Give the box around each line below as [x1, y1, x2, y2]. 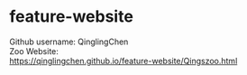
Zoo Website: [9, 45, 59, 56]
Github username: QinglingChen [9, 36, 129, 47]
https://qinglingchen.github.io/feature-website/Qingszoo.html [9, 55, 238, 66]
